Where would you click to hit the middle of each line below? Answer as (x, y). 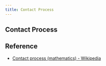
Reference (21, 47)
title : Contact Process (30, 10)
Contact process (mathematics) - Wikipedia (56, 58)
